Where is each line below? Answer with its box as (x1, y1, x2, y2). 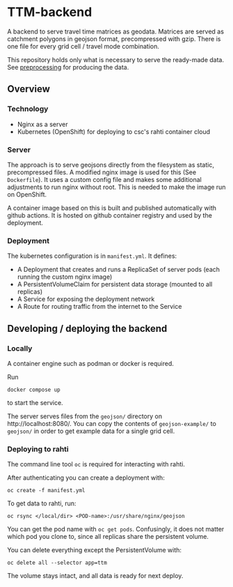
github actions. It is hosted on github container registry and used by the (7, 211, 212, 220)
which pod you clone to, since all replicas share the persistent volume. (7, 533, 209, 541)
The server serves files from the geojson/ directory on (7, 412, 162, 420)
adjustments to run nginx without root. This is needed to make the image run (7, 183, 226, 191)
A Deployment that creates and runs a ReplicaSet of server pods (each (17, 266, 220, 274)
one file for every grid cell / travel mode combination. (7, 42, 160, 50)
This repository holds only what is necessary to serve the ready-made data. (7, 55, 225, 63)
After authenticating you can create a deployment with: (7, 473, 165, 482)
